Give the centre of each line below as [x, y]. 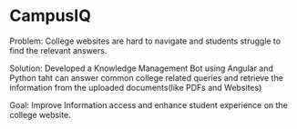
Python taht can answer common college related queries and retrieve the [147, 77]
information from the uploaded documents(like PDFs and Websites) [136, 87]
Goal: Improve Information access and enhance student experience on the [149, 104]
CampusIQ [50, 16]
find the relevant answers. [58, 50]
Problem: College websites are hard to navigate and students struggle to [145, 41]
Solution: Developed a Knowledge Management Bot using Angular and [141, 68]
